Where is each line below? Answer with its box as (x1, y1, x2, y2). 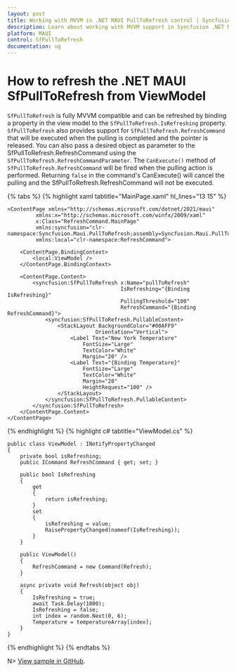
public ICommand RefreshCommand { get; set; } (20, 459, 159, 466)
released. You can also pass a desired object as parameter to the (7, 141, 195, 150)
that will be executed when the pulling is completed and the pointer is (7, 133, 209, 142)
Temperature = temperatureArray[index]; (32, 619, 152, 626)
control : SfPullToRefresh (7, 37, 83, 44)
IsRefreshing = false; (32, 606, 99, 613)
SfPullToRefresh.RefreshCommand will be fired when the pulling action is (7, 163, 213, 172)
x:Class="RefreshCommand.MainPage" (35, 218, 140, 225)
